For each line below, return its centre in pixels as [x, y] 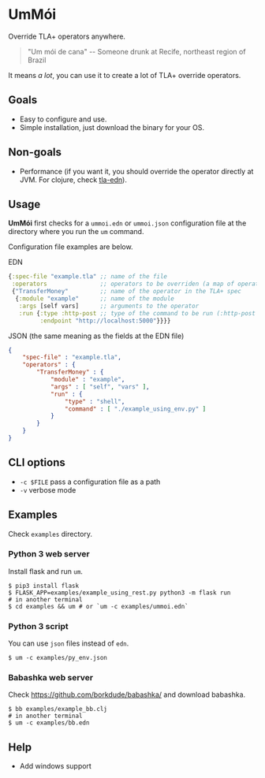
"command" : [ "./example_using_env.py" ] [135, 409]
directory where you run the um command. [76, 232]
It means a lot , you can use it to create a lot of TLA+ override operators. [125, 75]
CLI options [37, 463]
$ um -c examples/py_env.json [58, 658]
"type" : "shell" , [95, 401]
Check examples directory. [50, 534]
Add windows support [56, 766]
